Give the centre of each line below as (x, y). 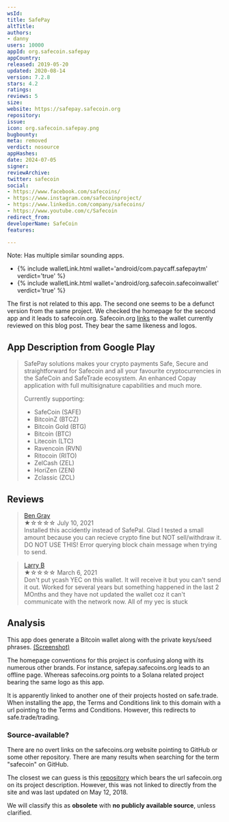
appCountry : (24, 58)
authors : (19, 33)
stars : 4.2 (23, 84)
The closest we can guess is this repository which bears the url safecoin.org (114, 777)
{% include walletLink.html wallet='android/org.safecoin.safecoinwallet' (118, 283)
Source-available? (38, 735)
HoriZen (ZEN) (54, 471)
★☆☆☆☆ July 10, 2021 (59, 523)
